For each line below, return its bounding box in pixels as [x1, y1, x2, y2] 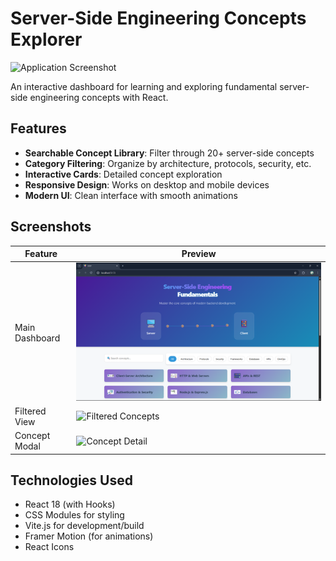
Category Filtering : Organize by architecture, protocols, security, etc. [24, 157, 312, 169]
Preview [181, 248, 217, 260]
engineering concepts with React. [29, 91, 169, 103]
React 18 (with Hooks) [24, 498, 116, 511]
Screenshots [10, 218, 92, 236]
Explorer [10, 28, 83, 51]
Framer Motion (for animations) [24, 530, 154, 542]
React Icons [24, 541, 75, 553]
